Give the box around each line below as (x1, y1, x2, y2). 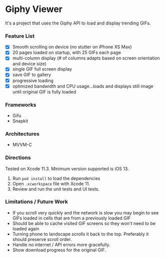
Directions (5, 154, 31, 161)
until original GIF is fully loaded (12, 88, 76, 94)
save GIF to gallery (12, 71, 51, 78)
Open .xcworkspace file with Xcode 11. (12, 180, 90, 186)
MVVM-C (12, 141, 32, 148)
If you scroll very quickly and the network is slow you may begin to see (12, 209, 159, 215)
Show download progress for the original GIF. (12, 246, 106, 253)
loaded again (12, 225, 39, 231)
